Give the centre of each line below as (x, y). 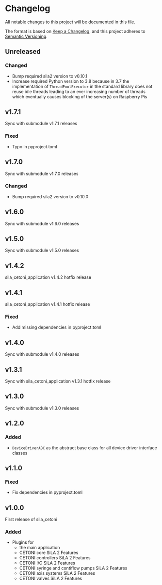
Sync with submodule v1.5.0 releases (42, 251)
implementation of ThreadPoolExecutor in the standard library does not (82, 86)
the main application (40, 548)
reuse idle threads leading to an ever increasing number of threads (79, 91)
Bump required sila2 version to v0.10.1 (49, 76)
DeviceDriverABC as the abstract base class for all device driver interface (85, 448)
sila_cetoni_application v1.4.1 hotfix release (48, 304)
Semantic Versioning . (26, 36)
